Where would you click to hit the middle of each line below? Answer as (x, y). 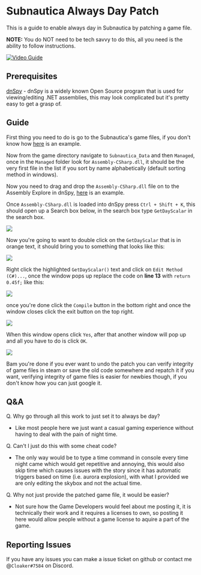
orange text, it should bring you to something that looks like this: (85, 246)
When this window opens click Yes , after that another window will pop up (96, 334)
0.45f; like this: (25, 282)
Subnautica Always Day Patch (82, 11)
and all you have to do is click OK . (47, 341)
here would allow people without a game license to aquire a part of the (102, 520)
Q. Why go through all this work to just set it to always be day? (83, 416)
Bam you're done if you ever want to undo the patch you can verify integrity (100, 364)
